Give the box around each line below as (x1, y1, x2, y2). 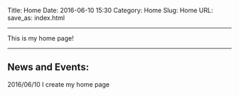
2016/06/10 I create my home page (7, 80, 110, 88)
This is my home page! (7, 34, 74, 42)
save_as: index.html (7, 14, 65, 22)
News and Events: (7, 61, 90, 73)
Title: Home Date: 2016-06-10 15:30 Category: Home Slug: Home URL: (7, 6, 213, 14)
